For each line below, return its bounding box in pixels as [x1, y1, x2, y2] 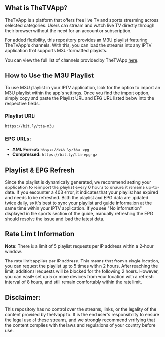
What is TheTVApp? [5, 4, 68, 12]
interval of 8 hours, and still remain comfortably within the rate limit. [5, 279, 142, 285]
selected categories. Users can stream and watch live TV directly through [5, 22, 155, 28]
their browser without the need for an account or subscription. [5, 27, 132, 34]
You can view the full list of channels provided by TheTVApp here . [5, 57, 139, 63]
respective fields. [5, 100, 40, 106]
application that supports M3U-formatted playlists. [5, 47, 108, 53]
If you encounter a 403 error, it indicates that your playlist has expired [16, 189, 159, 195]
